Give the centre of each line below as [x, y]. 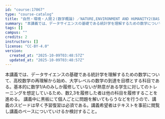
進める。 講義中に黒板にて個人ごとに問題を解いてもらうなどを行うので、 [79, 99]
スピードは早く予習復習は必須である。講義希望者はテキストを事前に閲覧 [87, 105]
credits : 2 [16, 37]
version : [14, 51]
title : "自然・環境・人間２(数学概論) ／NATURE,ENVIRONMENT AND [67, 19]
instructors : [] [22, 42]
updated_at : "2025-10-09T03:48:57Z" [47, 60]
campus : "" [16, 32]
